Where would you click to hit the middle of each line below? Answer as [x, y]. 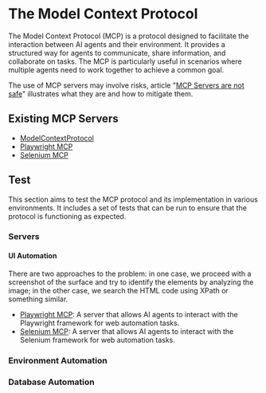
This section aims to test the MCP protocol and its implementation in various [133, 199]
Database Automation [51, 382]
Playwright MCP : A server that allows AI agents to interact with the [129, 314]
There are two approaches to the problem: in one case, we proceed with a [130, 273]
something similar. [38, 299]
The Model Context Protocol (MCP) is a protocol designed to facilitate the [129, 36]
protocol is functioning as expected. [67, 216]
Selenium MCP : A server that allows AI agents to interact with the [127, 331]
